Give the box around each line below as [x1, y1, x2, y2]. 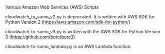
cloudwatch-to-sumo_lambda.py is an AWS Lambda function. [5, 44, 131, 49]
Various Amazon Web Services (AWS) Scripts [5, 4, 99, 10]
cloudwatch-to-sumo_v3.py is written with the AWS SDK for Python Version [5, 29, 160, 34]
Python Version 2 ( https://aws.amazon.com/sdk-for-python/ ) [5, 19, 130, 25]
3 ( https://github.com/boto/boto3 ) [5, 34, 75, 40]
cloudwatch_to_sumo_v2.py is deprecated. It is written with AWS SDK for [5, 14, 155, 19]
